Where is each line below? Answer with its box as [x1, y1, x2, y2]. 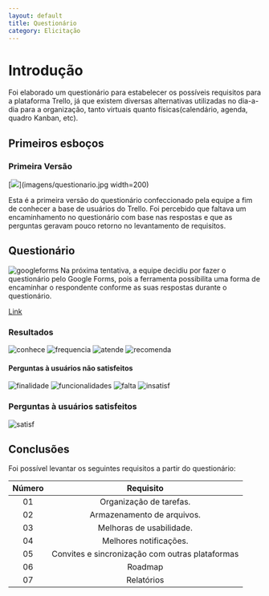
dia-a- [238, 96, 259, 106]
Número [12, 483, 44, 494]
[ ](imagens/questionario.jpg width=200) [8, 180, 149, 189]
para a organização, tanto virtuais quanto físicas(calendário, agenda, [19, 105, 248, 115]
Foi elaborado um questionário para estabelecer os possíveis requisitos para [8, 87, 262, 97]
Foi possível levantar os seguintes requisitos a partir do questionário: [8, 464, 236, 473]
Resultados [8, 326, 54, 338]
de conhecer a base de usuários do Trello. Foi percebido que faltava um [8, 204, 247, 213]
